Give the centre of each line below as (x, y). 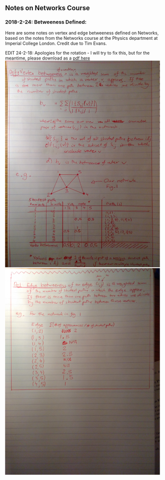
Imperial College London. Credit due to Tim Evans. (56, 43)
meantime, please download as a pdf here (48, 58)
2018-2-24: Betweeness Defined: (46, 22)
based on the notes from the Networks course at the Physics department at (82, 38)
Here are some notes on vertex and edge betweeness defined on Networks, (82, 33)
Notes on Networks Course (47, 8)
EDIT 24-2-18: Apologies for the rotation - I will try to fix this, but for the (77, 53)
